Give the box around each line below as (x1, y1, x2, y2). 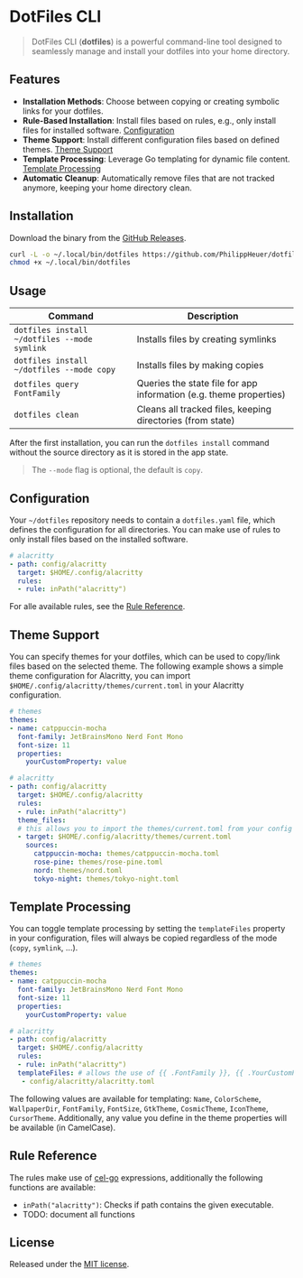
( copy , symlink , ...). (9, 942, 78, 953)
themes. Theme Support (22, 144, 114, 154)
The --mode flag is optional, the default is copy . (31, 465, 203, 476)
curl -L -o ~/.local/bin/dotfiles (9, 250, 140, 259)
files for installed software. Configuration (22, 125, 175, 135)
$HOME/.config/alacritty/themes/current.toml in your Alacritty (9, 680, 244, 691)
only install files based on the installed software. (9, 533, 188, 544)
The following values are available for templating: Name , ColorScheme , (9, 1093, 262, 1104)
